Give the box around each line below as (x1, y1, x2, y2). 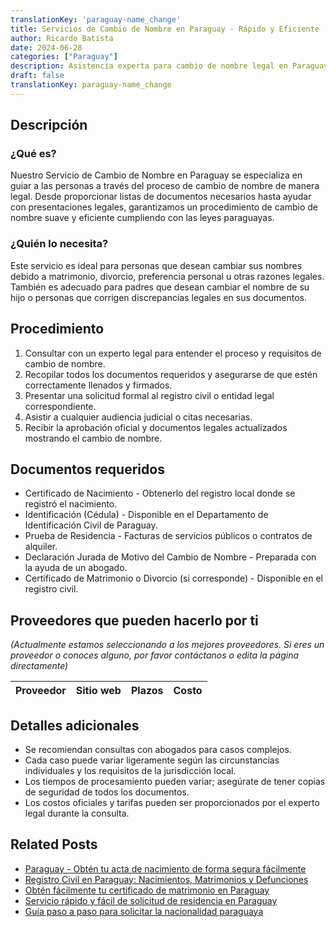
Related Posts (10, 836, 98, 853)
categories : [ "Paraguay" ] (10, 52, 118, 62)
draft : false (10, 71, 65, 81)
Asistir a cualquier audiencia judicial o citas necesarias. (24, 411, 253, 423)
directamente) (10, 660, 69, 672)
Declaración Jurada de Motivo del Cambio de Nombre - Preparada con (24, 551, 317, 563)
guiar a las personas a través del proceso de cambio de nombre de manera (10, 180, 320, 192)
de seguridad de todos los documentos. (24, 786, 190, 798)
